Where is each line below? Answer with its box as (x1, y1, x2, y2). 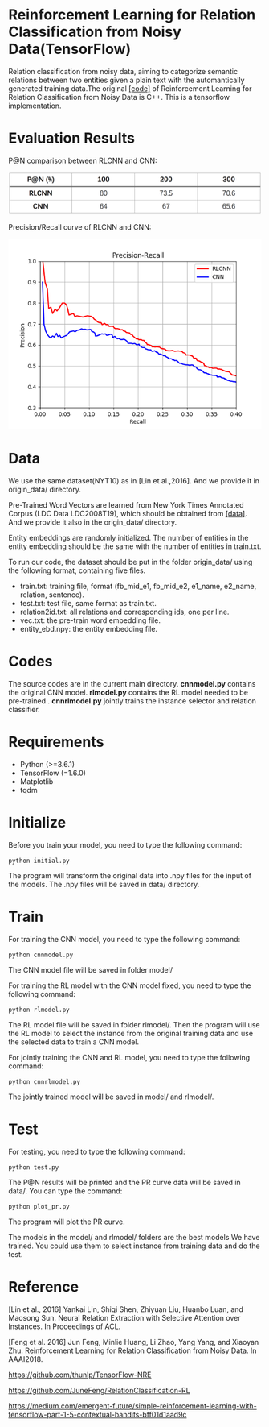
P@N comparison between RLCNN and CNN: (8, 156, 158, 165)
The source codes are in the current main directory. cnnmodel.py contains (8, 678, 256, 688)
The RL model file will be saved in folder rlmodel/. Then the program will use (8, 1019, 260, 1029)
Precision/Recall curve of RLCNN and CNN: (8, 222, 152, 232)
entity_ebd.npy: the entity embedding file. (19, 624, 158, 633)
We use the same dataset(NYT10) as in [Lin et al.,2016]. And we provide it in (8, 475, 259, 485)
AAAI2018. (8, 1354, 43, 1363)
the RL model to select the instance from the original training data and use (8, 1028, 254, 1038)
